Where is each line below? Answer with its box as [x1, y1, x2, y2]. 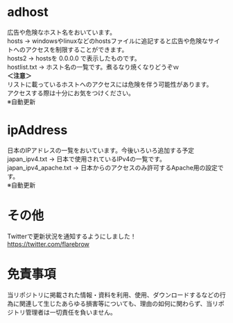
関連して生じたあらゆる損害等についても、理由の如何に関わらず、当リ [19, 299, 218, 308]
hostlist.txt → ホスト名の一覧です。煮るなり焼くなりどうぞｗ [7, 63, 180, 71]
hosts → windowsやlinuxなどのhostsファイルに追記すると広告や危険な [7, 36, 208, 45]
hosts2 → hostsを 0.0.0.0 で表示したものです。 [7, 53, 141, 63]
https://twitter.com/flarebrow [7, 240, 90, 248]
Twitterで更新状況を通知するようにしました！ [7, 232, 137, 240]
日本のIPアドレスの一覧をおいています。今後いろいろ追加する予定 [7, 146, 194, 154]
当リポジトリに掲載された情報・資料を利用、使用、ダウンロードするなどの [7, 290, 220, 299]
